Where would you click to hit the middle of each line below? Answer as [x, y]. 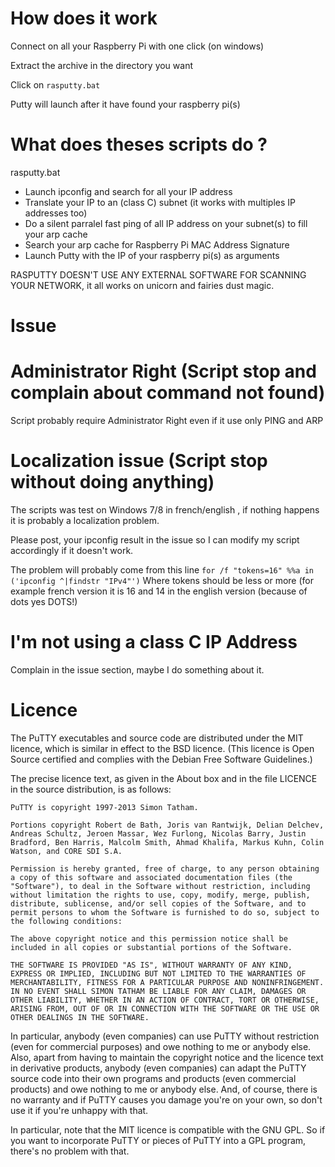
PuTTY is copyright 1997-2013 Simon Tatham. [104, 807]
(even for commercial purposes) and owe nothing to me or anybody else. [161, 1046]
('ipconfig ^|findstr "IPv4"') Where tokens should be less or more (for [162, 580]
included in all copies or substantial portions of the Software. [151, 947]
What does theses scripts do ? [139, 144]
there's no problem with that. [70, 1151]
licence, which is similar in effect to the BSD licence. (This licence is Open [162, 748]
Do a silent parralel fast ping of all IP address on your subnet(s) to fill [166, 223]
